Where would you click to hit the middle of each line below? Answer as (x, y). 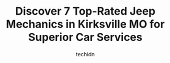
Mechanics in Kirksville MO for (85, 24)
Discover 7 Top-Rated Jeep (85, 11)
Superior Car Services (85, 37)
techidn (85, 54)
